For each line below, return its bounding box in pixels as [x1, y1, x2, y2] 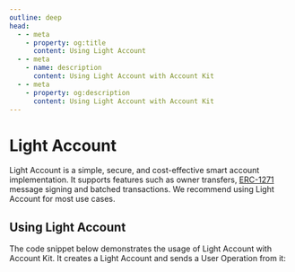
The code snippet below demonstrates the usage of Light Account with [9, 243, 272, 254]
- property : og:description [25, 88, 130, 97]
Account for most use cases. [9, 194, 116, 205]
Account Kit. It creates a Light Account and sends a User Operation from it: [9, 253, 287, 264]
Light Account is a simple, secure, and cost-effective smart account [9, 165, 260, 176]
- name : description [25, 64, 102, 73]
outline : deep [9, 13, 63, 22]
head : [9, 22, 30, 31]
